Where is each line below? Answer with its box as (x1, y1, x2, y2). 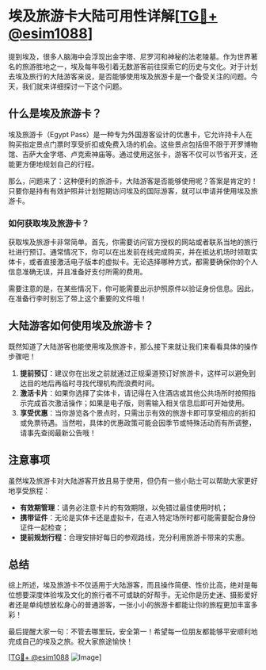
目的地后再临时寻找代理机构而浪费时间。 (26, 378, 159, 388)
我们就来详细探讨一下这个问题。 (21, 81, 127, 91)
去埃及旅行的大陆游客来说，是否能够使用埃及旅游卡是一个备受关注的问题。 (8, 71, 251, 81)
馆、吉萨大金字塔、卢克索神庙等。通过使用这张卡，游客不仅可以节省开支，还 (8, 149, 258, 159)
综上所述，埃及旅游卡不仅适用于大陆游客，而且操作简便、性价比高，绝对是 (8, 580, 251, 590)
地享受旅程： (8, 485, 50, 496)
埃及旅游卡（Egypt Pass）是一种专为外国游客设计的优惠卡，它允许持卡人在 (8, 129, 253, 139)
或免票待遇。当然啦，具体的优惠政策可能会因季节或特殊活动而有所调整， (19, 418, 256, 427)
